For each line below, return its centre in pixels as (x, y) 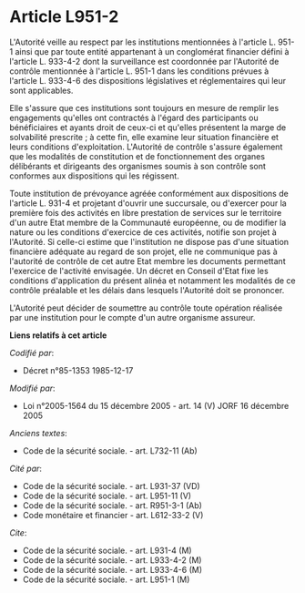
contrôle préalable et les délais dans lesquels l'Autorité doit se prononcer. (147, 290)
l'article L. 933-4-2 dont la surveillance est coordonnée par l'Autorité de (144, 61)
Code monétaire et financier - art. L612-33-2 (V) (113, 515)
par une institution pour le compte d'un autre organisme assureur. (132, 317)
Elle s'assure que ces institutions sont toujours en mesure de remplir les (144, 107)
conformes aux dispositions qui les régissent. (94, 176)
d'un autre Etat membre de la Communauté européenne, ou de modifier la (148, 222)
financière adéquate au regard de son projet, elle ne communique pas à (143, 251)
